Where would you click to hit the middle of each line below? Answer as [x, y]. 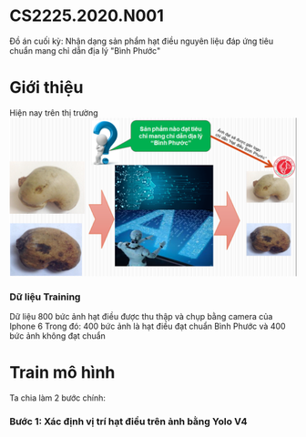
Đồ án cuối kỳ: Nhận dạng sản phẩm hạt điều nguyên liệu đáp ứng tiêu [142, 41]
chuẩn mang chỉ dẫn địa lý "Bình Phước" [85, 50]
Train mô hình [62, 373]
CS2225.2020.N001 [87, 16]
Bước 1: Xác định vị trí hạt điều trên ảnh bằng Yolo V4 [128, 422]
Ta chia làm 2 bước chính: [58, 398]
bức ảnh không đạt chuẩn [58, 336]
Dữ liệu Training [45, 297]
